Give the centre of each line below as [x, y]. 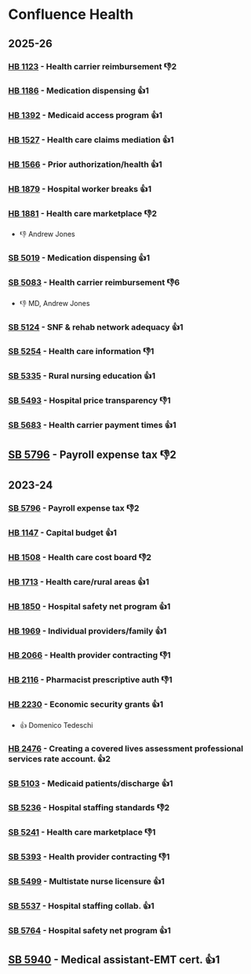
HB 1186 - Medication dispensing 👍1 [78, 90]
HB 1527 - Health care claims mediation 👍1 [91, 140]
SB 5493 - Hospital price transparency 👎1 [89, 400]
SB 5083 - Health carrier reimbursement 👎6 [94, 282]
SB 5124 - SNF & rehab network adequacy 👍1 [96, 327]
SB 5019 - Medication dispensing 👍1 [79, 258]
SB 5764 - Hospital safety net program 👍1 [89, 931]
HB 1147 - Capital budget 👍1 [63, 533]
